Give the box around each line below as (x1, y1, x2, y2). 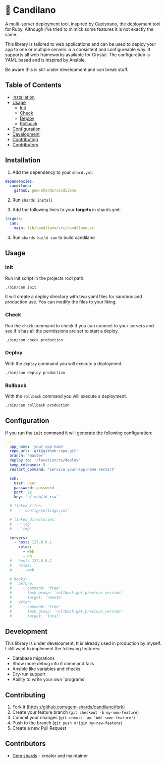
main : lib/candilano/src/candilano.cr (14, 226, 94, 230)
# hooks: (9, 576, 28, 582)
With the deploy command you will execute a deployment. (5, 360, 123, 367)
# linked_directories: (9, 517, 56, 522)
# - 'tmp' (9, 526, 32, 531)
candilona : (9, 183, 32, 188)
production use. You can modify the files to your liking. (5, 299, 117, 305)
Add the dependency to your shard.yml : (12, 169, 94, 175)
